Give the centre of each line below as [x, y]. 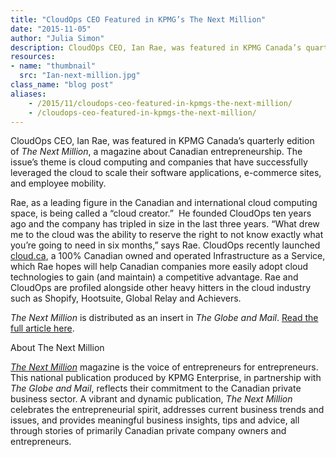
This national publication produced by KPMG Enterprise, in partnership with [166, 378]
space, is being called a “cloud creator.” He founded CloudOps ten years [161, 213]
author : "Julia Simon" [57, 38]
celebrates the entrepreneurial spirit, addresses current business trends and [167, 410]
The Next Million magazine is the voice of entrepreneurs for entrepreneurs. [164, 367]
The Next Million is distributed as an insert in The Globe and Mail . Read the [164, 318]
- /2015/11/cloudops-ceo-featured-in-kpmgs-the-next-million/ [160, 103]
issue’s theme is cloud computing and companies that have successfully [159, 162]
